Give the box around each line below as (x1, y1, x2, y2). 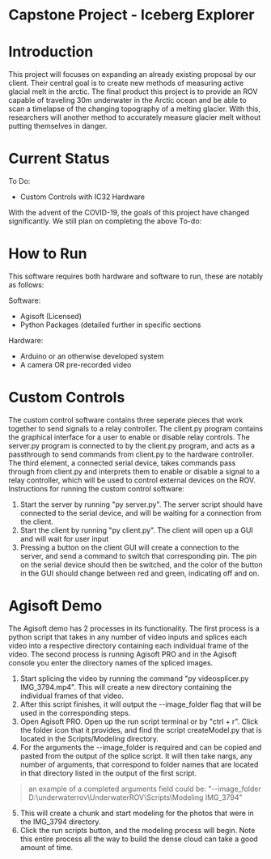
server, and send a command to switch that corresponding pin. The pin (19, 551, 257, 560)
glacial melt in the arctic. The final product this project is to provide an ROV (8, 87, 258, 96)
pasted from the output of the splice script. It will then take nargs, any (19, 751, 253, 760)
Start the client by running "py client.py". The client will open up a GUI (19, 525, 253, 535)
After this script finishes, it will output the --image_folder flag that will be (19, 699, 261, 709)
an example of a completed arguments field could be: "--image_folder (28, 784, 261, 793)
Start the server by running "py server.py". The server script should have (19, 500, 263, 509)
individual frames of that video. (19, 691, 124, 700)
